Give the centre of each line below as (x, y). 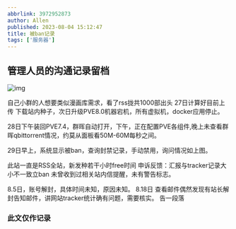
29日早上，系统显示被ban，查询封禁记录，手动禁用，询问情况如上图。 (110, 150)
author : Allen (28, 20)
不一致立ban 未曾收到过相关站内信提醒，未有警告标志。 (94, 174)
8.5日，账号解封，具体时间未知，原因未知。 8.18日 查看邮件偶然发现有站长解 (118, 189)
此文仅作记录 (29, 218)
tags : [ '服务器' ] (31, 40)
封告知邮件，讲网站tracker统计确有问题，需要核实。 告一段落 (96, 198)
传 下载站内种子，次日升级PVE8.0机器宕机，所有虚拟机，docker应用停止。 (116, 111)
